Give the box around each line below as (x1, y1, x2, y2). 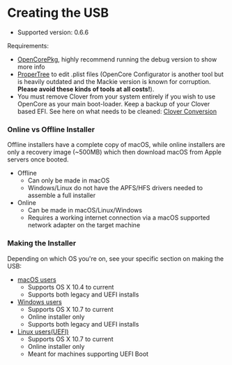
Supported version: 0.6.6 (17, 28, 89, 36)
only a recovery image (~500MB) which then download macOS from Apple (7, 148, 222, 157)
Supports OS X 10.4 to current (27, 282, 114, 291)
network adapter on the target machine (27, 221, 141, 229)
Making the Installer (7, 238, 77, 248)
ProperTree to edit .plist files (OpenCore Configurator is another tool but (17, 70, 224, 78)
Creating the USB (7, 5, 109, 21)
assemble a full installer (27, 191, 96, 200)
